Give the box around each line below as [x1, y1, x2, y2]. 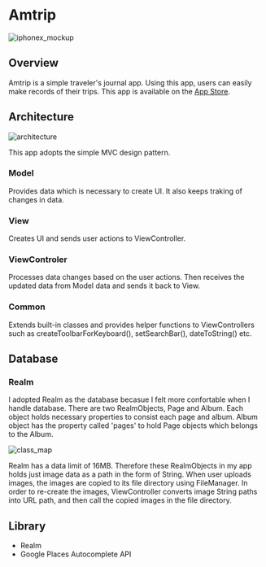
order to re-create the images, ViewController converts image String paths [8, 486, 258, 497]
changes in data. [8, 194, 65, 204]
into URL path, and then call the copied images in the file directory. [8, 495, 232, 505]
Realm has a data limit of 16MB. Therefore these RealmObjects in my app [8, 461, 252, 471]
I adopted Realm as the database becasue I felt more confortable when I [8, 395, 251, 404]
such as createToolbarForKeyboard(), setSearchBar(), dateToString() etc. [8, 328, 252, 338]
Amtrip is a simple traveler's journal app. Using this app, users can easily [8, 77, 252, 87]
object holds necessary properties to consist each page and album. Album [8, 412, 259, 422]
